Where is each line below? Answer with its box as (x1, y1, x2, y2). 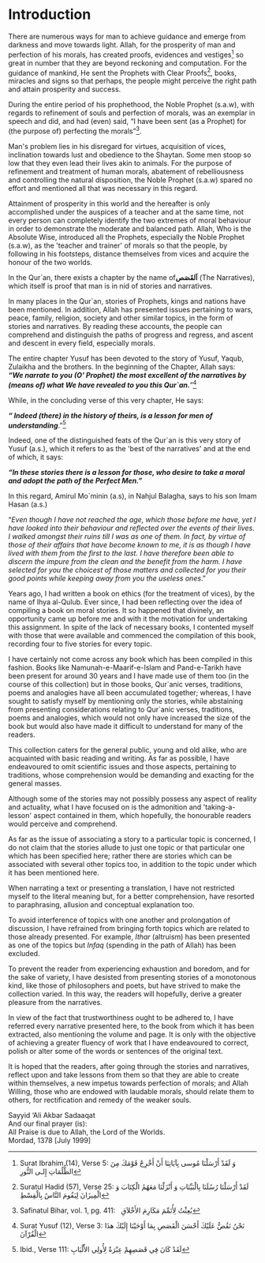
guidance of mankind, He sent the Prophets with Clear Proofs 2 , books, (8, 66, 237, 77)
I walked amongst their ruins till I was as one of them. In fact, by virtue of (8, 532, 246, 541)
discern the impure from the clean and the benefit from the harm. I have (8, 557, 243, 566)
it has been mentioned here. (8, 868, 100, 877)
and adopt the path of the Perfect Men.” (8, 476, 143, 486)
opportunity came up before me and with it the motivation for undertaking (8, 614, 248, 624)
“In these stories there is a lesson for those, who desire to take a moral (8, 468, 245, 477)
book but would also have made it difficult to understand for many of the (8, 722, 243, 731)
